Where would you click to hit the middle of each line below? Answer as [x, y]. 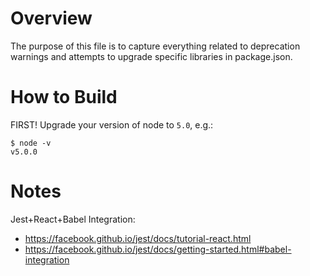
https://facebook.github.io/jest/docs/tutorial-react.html [138, 238]
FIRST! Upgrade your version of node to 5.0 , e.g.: [112, 124]
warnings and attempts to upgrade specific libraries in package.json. [151, 56]
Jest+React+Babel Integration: [73, 219]
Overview [51, 18]
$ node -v [31, 143]
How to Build [64, 97]
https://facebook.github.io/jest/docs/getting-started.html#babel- [158, 249]
